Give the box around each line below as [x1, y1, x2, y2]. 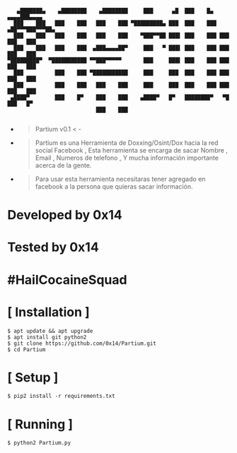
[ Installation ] [7, 304, 90, 320]
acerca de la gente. [35, 161, 92, 170]
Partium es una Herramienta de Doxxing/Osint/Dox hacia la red [35, 139, 219, 147]
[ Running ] [7, 416, 73, 432]
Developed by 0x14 [7, 207, 122, 223]
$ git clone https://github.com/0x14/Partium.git [7, 340, 157, 347]
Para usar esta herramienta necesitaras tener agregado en [35, 175, 206, 183]
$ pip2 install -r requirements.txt [7, 393, 115, 400]
